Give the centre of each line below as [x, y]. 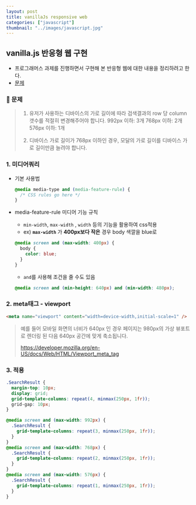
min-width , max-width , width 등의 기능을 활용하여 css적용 [90, 225]
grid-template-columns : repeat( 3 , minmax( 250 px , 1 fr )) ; [86, 431]
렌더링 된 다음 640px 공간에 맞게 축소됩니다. [77, 336]
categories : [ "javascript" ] [40, 22]
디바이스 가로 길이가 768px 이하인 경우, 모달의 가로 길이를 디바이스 [105, 141]
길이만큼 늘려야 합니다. [61, 148]
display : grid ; [30, 393]
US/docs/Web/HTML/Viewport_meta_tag [70, 354]
